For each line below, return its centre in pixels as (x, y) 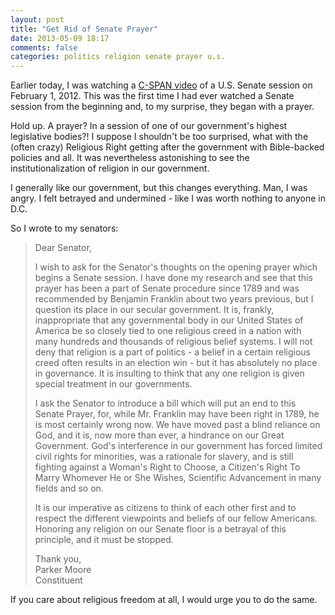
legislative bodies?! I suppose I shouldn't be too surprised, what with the (159, 137)
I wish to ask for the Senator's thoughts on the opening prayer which (176, 267)
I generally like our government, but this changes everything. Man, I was (159, 188)
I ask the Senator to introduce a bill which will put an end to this (165, 403)
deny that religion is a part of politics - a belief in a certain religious (173, 352)
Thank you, (58, 559)
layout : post (37, 19)
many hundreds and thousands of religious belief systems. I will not (173, 342)
